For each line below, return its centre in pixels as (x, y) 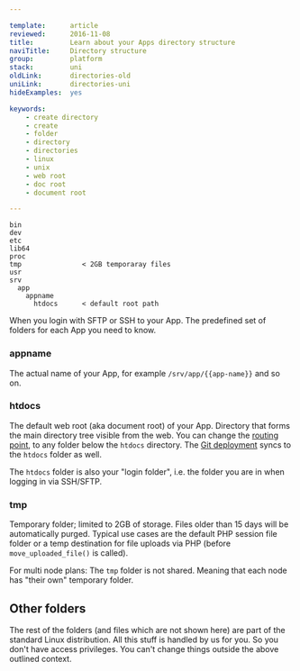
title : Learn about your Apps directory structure (123, 42)
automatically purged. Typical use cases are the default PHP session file (143, 534)
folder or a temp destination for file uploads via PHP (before (120, 544)
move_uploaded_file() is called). (69, 553)
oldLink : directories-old (70, 76)
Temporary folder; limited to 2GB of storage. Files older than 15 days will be (149, 524)
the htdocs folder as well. (55, 454)
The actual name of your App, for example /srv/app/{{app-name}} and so (145, 373)
